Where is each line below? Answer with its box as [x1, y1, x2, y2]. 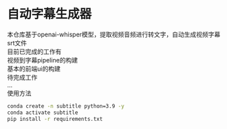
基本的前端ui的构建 [7, 64, 61, 73]
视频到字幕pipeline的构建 [7, 56, 78, 64]
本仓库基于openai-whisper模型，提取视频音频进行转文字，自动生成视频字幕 [7, 30, 221, 38]
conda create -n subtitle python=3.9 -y [7, 102, 125, 110]
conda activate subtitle [7, 109, 78, 116]
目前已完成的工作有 [7, 47, 62, 56]
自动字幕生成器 [7, 6, 92, 22]
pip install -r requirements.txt [7, 115, 103, 122]
